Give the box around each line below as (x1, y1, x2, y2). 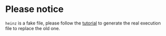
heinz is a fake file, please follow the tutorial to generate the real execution (5, 20, 161, 26)
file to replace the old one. (5, 25, 60, 31)
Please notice (5, 3, 64, 15)
